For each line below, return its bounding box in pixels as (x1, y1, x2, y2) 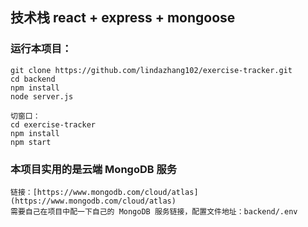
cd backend (10, 74, 56, 84)
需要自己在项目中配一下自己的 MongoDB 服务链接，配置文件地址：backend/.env (10, 206, 298, 217)
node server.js (10, 91, 74, 102)
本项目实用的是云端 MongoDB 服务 (10, 162, 178, 176)
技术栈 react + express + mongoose (10, 9, 236, 27)
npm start (10, 137, 52, 147)
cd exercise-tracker (10, 119, 97, 130)
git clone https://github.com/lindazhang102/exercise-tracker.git (10, 65, 293, 75)
